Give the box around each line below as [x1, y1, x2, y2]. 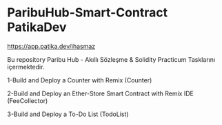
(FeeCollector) [7, 96, 48, 104]
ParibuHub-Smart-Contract [7, 5, 168, 21]
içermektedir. [7, 62, 45, 71]
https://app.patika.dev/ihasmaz [7, 42, 96, 50]
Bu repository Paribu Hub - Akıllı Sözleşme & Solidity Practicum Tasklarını [7, 55, 216, 63]
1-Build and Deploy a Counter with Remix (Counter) [7, 76, 152, 84]
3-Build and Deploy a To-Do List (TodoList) [7, 110, 129, 118]
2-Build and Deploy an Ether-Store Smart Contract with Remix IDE [7, 89, 194, 98]
